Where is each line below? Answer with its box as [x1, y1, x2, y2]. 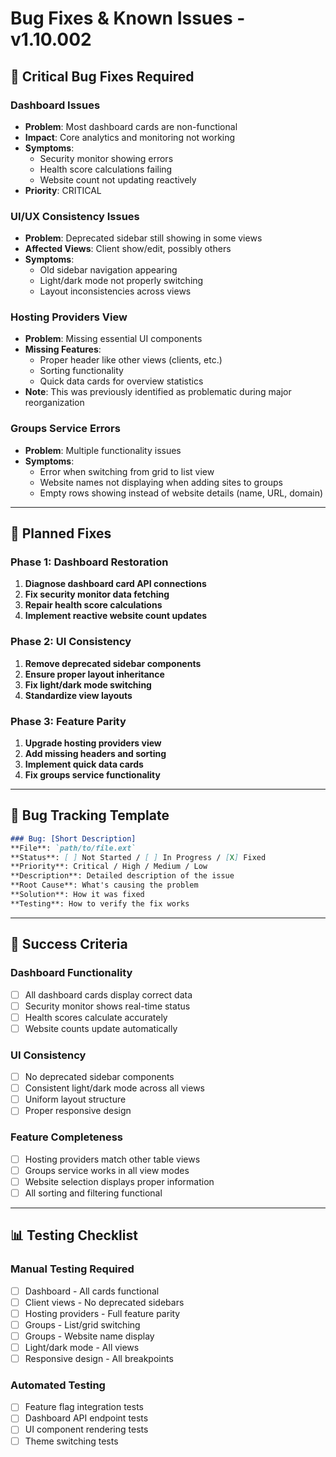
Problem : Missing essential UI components [24, 333, 203, 345]
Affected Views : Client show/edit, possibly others [24, 243, 232, 255]
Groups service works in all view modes [24, 1164, 190, 1176]
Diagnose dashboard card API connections [24, 578, 207, 590]
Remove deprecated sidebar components [24, 657, 202, 669]
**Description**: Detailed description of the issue [10, 871, 235, 881]
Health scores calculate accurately [24, 1011, 168, 1023]
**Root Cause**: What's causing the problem [10, 880, 199, 891]
